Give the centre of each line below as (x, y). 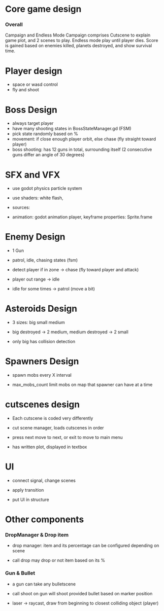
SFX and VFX (33, 175)
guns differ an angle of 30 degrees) (48, 155)
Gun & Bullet (20, 573)
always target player (33, 123)
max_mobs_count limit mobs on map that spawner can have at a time (82, 385)
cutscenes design (42, 405)
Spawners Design (42, 361)
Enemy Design (35, 237)
